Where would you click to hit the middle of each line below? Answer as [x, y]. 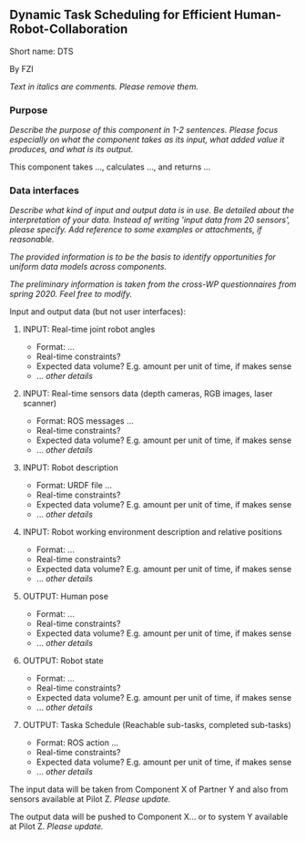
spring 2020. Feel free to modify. [71, 294]
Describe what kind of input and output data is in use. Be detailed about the [152, 210]
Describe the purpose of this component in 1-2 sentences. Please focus [144, 130]
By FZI [21, 68]
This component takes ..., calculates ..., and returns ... [110, 167]
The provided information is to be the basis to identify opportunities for [142, 257]
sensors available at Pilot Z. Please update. [90, 799]
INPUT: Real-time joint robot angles [89, 329]
